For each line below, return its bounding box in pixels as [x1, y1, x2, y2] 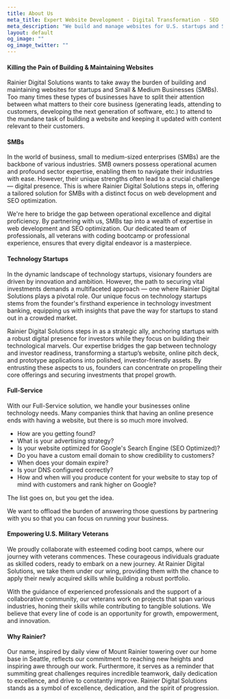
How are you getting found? [16, 429, 96, 437]
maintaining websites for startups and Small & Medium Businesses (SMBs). [7, 86, 219, 94]
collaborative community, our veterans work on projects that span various [7, 595, 216, 603]
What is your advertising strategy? [16, 437, 114, 445]
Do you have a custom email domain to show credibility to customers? [16, 451, 215, 459]
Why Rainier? [7, 632, 47, 641]
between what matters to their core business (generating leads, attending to [7, 100, 222, 108]
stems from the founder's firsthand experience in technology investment [7, 299, 212, 307]
